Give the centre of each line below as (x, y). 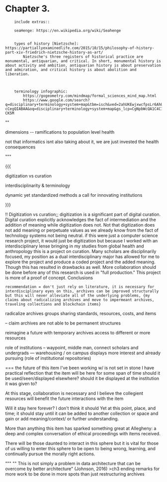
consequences (20, 147)
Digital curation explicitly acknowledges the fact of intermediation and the (81, 220)
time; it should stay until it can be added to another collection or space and (82, 413)
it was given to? (21, 384)
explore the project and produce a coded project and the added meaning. (80, 262)
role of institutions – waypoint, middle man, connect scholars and (72, 347)
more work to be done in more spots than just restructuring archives (75, 474)
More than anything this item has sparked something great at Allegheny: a (81, 428)
